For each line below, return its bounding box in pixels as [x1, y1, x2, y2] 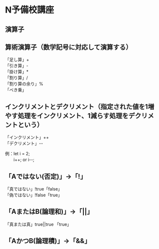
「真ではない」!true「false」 [5, 186, 63, 192]
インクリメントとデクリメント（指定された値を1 [5, 103, 148, 111]
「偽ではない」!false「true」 [5, 192, 63, 198]
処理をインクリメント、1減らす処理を [17, 112, 129, 120]
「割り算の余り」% [5, 81, 44, 87]
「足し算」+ [5, 57, 30, 63]
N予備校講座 [5, 4, 54, 15]
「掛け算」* [5, 69, 29, 75]
